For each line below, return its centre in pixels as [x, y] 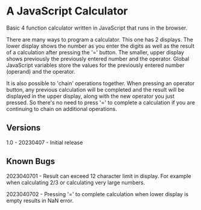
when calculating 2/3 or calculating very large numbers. [76, 182]
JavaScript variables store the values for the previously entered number [96, 65]
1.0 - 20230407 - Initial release [45, 142]
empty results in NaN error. [40, 200]
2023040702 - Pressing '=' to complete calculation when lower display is [97, 194]
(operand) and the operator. [41, 71]
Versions [24, 128]
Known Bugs [31, 161]
